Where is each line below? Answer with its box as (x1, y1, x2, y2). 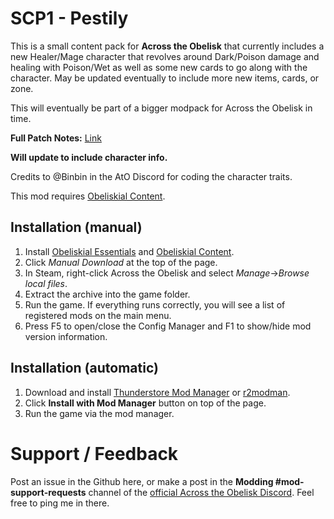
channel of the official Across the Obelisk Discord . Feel (88, 486, 315, 498)
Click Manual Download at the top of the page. (24, 256, 218, 268)
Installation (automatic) (10, 360, 159, 377)
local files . (24, 277, 68, 289)
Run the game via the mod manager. (24, 407, 175, 419)
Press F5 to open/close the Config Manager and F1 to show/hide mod (24, 320, 312, 332)
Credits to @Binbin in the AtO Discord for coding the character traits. (10, 170, 293, 182)
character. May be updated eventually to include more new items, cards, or (10, 72, 320, 84)
